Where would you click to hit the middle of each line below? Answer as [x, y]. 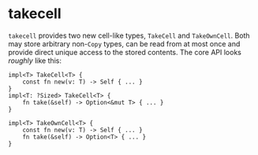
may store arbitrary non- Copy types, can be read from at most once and [124, 43]
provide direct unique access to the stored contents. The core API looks [125, 52]
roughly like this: [35, 61]
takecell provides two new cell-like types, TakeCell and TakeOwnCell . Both [129, 35]
